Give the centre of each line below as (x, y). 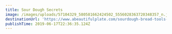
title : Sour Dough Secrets (34, 10)
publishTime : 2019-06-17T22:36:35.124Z (48, 24)
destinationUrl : (23, 19)
